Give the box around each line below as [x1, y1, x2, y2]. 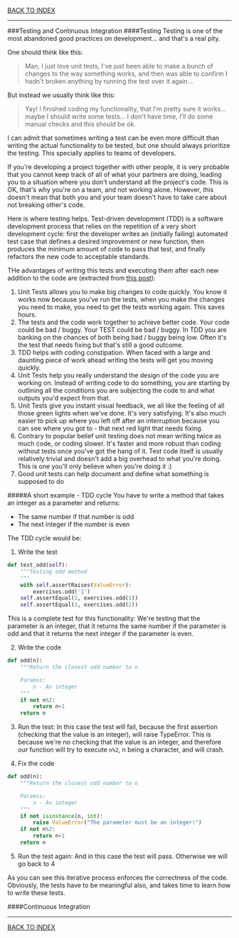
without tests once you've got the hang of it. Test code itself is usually [17, 447, 223, 455]
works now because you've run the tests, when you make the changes [17, 296, 225, 303]
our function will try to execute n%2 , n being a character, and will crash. [17, 745, 225, 754]
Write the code [17, 643, 62, 652]
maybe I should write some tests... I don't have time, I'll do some [24, 112, 213, 121]
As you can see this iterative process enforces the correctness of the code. [7, 873, 228, 882]
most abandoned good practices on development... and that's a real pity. [7, 34, 221, 42]
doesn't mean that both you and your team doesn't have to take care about [7, 193, 227, 201]
